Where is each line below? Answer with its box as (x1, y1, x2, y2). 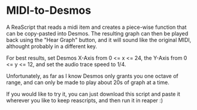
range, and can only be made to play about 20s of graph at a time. (6, 79, 169, 86)
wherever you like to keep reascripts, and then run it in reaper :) (6, 97, 163, 104)
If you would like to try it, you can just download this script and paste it (6, 90, 181, 97)
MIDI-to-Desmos (6, 4, 92, 17)
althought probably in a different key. (6, 43, 98, 50)
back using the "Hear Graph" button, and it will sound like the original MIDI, (6, 36, 192, 43)
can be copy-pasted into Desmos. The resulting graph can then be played (6, 29, 189, 37)
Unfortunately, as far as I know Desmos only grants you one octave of (6, 72, 178, 79)
